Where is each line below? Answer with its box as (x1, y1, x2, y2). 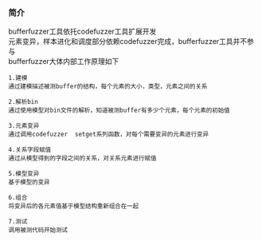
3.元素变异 (8, 122, 40, 130)
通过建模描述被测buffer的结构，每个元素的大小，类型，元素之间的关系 (8, 82, 208, 91)
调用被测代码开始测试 (8, 226, 68, 235)
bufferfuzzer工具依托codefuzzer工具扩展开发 (8, 26, 157, 37)
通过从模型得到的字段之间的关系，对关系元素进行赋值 (8, 154, 157, 163)
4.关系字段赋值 (8, 146, 52, 154)
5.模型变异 (8, 170, 40, 178)
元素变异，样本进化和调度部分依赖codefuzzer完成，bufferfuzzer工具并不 (8, 37, 248, 46)
